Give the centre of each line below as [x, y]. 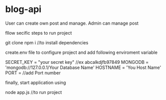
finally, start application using [36, 82]
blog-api [23, 9]
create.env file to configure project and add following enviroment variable [81, 52]
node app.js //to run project [33, 92]
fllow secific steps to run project [38, 33]
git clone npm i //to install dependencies [47, 42]
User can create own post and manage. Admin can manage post [72, 23]
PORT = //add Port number [33, 73]
